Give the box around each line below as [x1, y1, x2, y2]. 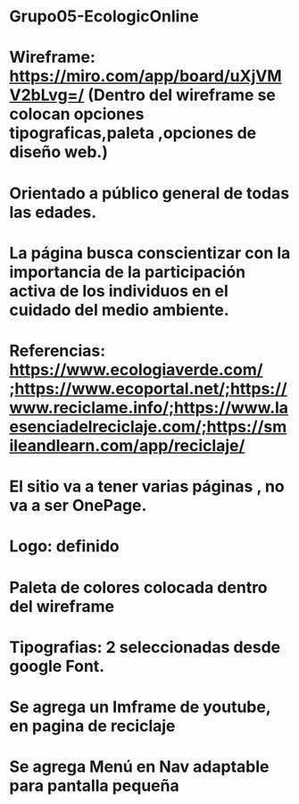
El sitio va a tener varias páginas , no [9, 476, 285, 497]
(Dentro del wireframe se [87, 85, 277, 105]
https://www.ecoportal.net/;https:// [14, 378, 287, 398]
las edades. [9, 202, 97, 222]
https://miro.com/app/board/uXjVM [9, 66, 283, 87]
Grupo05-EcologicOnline [9, 6, 199, 27]
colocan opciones [9, 105, 145, 124]
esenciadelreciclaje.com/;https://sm [9, 416, 287, 437]
